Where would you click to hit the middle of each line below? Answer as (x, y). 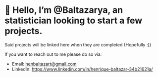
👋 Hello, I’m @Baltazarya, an (64, 10)
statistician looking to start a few (74, 20)
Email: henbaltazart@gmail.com (44, 64)
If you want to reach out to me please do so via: (53, 54)
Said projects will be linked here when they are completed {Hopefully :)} (78, 44)
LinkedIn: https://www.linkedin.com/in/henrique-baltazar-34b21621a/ (82, 69)
